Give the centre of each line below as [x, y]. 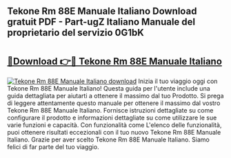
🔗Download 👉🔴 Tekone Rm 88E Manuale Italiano [115, 61]
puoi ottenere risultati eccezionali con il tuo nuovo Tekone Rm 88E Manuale [114, 132]
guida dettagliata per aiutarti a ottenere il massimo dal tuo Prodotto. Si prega [115, 96]
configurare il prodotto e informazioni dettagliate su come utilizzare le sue [112, 117]
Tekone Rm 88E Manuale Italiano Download [102, 11]
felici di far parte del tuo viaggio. [53, 147]
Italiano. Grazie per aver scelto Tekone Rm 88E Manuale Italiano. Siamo [109, 139]
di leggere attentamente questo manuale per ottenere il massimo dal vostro [114, 103]
